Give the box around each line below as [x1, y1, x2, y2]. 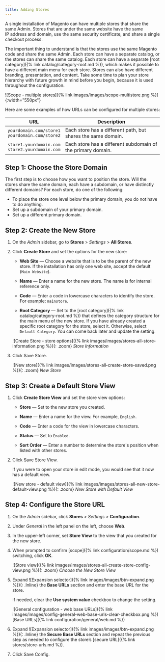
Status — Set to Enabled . [19, 433, 70, 439]
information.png [12, 343, 45, 349]
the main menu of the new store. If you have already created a [19, 318, 146, 324]
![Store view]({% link [12, 562, 55, 568]
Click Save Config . [12, 651, 50, 657]
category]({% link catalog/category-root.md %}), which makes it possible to [5, 61, 159, 67]
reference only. [19, 283, 51, 290]
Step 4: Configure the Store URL [5, 501, 105, 509]
